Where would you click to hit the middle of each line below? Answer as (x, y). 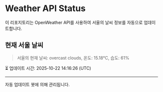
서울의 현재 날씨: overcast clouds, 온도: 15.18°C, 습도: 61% (73, 58)
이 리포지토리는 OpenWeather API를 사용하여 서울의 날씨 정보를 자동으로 (74, 22)
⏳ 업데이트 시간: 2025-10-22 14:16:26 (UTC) (48, 68)
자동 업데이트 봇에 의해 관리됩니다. (37, 84)
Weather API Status (45, 8)
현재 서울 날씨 (24, 45)
